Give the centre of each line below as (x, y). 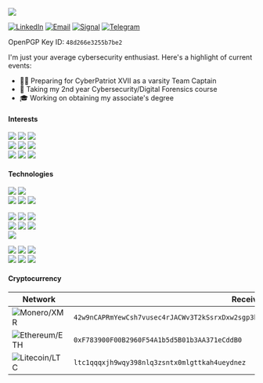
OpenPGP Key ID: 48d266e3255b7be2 (65, 42)
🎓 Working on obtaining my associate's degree (97, 98)
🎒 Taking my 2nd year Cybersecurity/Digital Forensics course (118, 89)
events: (20, 66)
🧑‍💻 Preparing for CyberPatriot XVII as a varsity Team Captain (118, 81)
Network (39, 299)
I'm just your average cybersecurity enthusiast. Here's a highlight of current (130, 57)
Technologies (31, 173)
